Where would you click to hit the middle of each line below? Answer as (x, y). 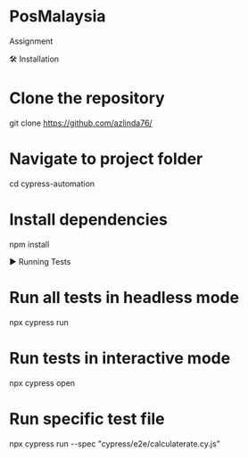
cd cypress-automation (52, 184)
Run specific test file (87, 418)
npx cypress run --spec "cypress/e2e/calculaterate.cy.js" (115, 444)
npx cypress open (42, 383)
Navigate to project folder (106, 159)
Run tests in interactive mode (120, 358)
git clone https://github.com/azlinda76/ (81, 123)
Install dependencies (88, 219)
